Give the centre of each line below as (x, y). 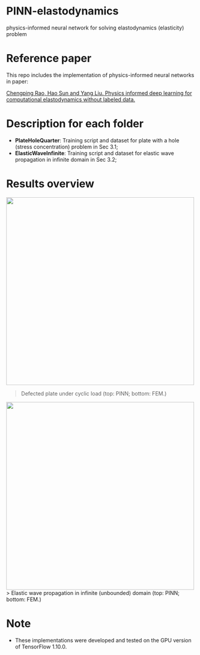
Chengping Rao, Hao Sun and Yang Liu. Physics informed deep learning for (99, 93)
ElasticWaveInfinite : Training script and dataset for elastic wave (94, 153)
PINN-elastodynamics (62, 11)
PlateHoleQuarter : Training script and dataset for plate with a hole (97, 140)
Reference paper (49, 59)
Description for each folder (75, 124)
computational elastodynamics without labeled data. (71, 99)
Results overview (50, 184)
